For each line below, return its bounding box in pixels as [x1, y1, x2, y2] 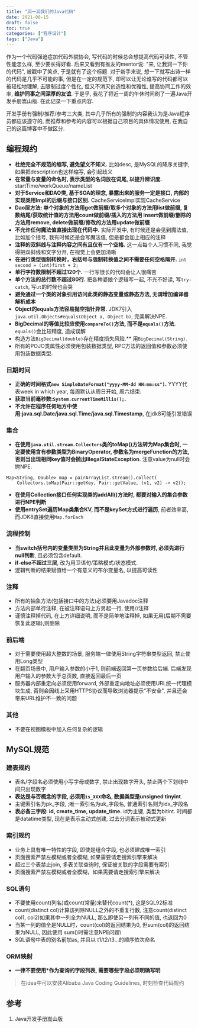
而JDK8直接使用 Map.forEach [14, 513, 84, 521]
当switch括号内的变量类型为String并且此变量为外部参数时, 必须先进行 [14, 544, 185, 551]
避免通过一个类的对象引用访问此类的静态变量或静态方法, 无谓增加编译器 [14, 291, 189, 298]
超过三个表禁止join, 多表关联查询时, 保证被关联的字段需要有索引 [14, 861, 170, 868]
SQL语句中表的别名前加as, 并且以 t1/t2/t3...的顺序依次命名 [14, 936, 155, 943]
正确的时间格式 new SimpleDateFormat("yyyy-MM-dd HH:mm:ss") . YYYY [14, 381, 183, 388]
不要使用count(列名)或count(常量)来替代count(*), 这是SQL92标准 [14, 899, 173, 906]
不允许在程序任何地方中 [14, 403, 72, 410]
